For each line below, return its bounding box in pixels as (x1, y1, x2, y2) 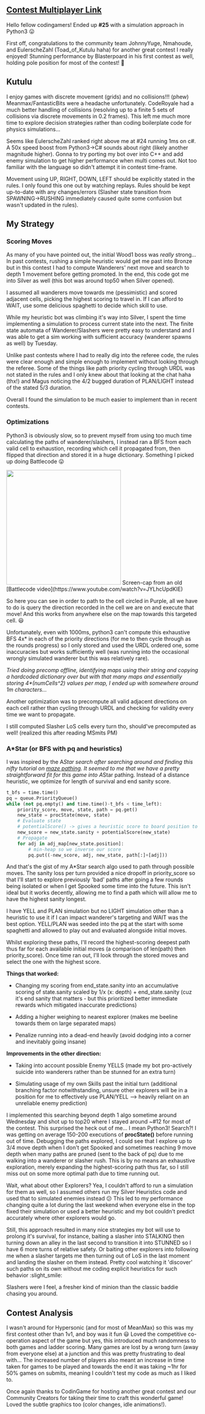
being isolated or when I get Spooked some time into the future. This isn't (6, 883, 191, 890)
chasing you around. (6, 1290, 58, 1297)
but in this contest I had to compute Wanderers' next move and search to (6, 264, 190, 272)
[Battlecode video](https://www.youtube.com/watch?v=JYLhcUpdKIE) (6, 585, 183, 593)
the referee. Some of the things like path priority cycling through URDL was (6, 365, 195, 372)
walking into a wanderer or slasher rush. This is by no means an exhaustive (6, 1157, 195, 1164)
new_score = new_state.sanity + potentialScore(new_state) (17, 829, 171, 835)
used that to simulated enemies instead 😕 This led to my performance (6, 1195, 183, 1202)
